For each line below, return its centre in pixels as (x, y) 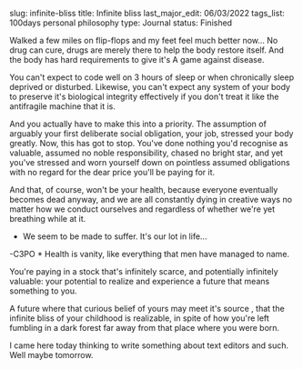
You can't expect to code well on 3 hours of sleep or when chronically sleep (151, 77)
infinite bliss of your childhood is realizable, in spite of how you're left (140, 318)
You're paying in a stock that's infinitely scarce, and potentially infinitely (144, 271)
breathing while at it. (48, 219)
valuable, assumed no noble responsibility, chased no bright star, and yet (146, 153)
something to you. (43, 291)
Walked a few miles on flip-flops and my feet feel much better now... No (144, 40)
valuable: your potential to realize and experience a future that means (140, 281)
